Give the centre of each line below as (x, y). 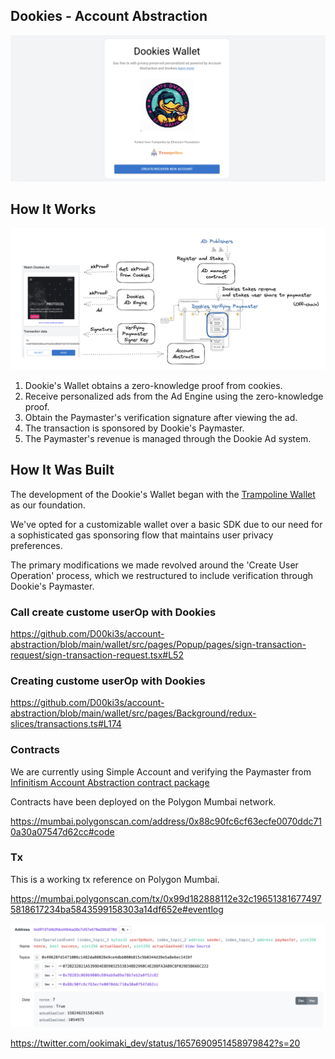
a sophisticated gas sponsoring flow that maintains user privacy (142, 535)
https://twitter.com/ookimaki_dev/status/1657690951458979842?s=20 (155, 1043)
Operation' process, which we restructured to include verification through (162, 575)
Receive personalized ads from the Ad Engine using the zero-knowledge (174, 396)
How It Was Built (62, 470)
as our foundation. (48, 505)
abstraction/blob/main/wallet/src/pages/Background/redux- (133, 713)
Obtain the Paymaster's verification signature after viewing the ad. (161, 417)
